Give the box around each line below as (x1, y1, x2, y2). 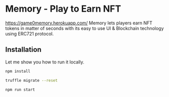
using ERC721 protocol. (5, 30, 54, 37)
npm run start (5, 87, 36, 92)
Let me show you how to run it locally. (5, 59, 85, 65)
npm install (5, 69, 30, 74)
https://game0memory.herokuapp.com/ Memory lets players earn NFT (5, 20, 153, 26)
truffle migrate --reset (5, 78, 58, 83)
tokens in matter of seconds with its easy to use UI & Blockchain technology (5, 25, 164, 31)
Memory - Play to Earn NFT (5, 3, 121, 15)
